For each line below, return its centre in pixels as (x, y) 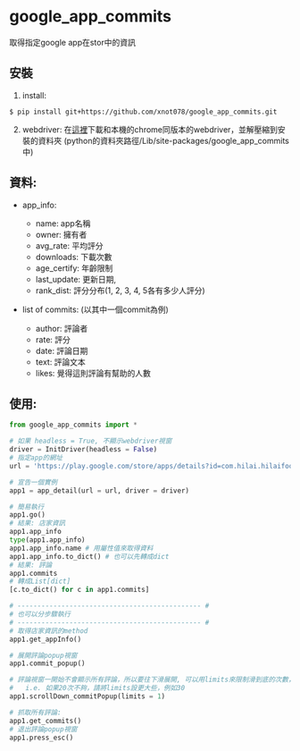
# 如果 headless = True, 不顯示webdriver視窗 (91, 441)
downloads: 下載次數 (74, 257)
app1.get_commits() (46, 721)
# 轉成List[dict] (40, 582)
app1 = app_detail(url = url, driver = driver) (100, 490)
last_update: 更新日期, (76, 279)
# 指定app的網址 (36, 458)
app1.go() (28, 515)
